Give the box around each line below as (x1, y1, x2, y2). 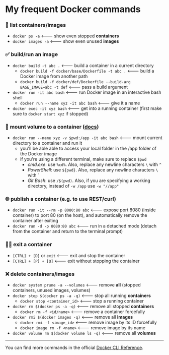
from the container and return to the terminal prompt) (12, 228, 123, 234)
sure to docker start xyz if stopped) (12, 110, 89, 116)
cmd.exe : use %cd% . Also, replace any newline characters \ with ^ (27, 161, 162, 167)
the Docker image (20, 151, 57, 157)
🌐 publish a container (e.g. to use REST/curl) (5, 196, 117, 202)
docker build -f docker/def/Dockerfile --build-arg (20, 79, 131, 84)
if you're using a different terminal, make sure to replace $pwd (20, 156, 147, 162)
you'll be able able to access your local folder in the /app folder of (20, 145, 157, 152)
